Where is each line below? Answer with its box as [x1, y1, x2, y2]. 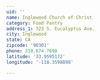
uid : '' [6, 8, 26, 15]
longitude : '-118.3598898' [6, 59, 74, 65]
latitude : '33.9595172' [6, 54, 66, 60]
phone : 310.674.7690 [6, 48, 58, 54]
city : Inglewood [6, 31, 47, 37]
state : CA [6, 37, 31, 43]
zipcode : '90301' [6, 43, 50, 49]
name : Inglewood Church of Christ [6, 14, 93, 20]
